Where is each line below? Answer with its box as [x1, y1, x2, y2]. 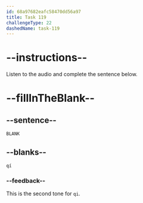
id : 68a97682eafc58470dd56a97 [6, 8, 82, 15]
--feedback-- [6, 176, 46, 185]
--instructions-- [6, 51, 88, 64]
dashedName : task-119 [6, 25, 60, 32]
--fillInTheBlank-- [6, 92, 95, 105]
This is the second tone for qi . [6, 190, 80, 197]
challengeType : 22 [6, 20, 52, 26]
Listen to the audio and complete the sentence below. [6, 71, 138, 78]
